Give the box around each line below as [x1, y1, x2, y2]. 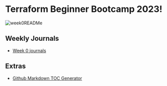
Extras [5, 62, 26, 71]
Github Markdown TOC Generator [12, 75, 82, 81]
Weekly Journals [5, 34, 59, 43]
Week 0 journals [12, 47, 47, 53]
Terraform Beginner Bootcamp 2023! [5, 3, 163, 15]
